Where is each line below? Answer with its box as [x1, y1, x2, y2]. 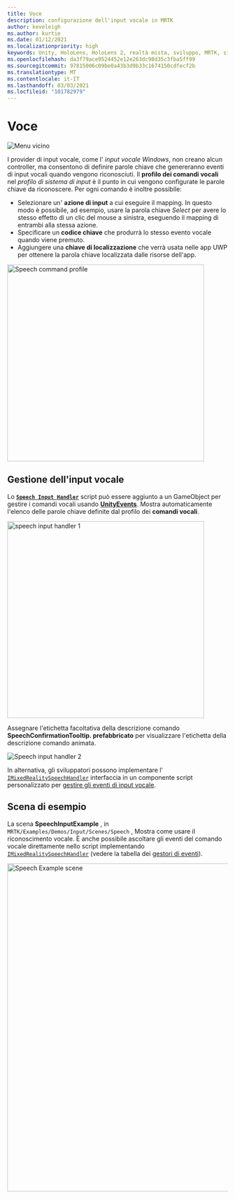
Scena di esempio [7, 801, 87, 813]
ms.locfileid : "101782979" [7, 88, 86, 95]
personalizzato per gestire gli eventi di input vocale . [7, 780, 156, 789]
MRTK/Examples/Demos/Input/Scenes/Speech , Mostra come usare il [7, 827, 196, 835]
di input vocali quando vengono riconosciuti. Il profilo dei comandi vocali [7, 170, 219, 178]
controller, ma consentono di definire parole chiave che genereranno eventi [7, 162, 225, 171]
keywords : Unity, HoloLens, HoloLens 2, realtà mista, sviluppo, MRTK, [7, 50, 220, 57]
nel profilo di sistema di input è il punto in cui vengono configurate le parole [7, 178, 225, 186]
